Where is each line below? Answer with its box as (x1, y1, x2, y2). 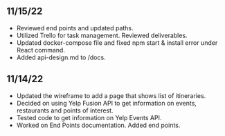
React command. (16, 46, 65, 54)
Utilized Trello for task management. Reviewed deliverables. (16, 31, 188, 39)
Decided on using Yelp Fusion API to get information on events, (16, 99, 197, 107)
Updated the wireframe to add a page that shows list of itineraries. (16, 91, 206, 99)
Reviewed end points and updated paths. (16, 23, 134, 32)
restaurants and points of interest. (16, 106, 114, 115)
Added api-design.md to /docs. (16, 53, 106, 61)
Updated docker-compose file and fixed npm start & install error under (16, 38, 218, 47)
